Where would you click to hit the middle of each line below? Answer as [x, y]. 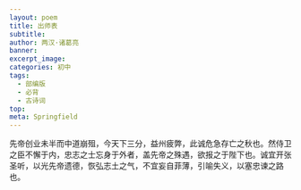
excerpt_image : [38, 59]
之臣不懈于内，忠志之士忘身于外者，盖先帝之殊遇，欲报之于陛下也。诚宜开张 [150, 155]
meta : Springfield [43, 117]
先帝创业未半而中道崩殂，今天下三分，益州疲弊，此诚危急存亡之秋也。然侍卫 [150, 144]
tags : [19, 76]
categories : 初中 [40, 68]
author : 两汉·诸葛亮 [44, 42]
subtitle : [28, 34]
